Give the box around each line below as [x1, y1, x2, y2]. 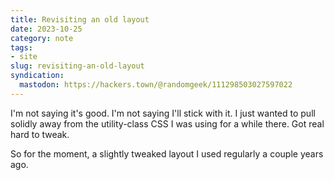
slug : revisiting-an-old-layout [10, 61, 145, 71]
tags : [10, 42, 33, 53]
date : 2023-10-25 [10, 24, 83, 34]
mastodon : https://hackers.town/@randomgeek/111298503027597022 [19, 80, 293, 90]
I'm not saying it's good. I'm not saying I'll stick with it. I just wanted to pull [10, 107, 316, 119]
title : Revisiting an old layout [10, 14, 150, 25]
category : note [10, 33, 74, 43]
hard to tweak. [10, 128, 70, 140]
